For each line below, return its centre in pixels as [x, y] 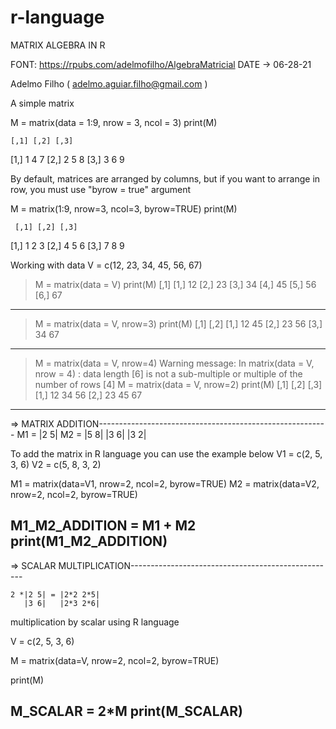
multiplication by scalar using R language [95, 622]
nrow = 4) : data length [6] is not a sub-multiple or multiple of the [168, 373]
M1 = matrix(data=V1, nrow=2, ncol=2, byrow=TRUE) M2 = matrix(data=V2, [165, 483]
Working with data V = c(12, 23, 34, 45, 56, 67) [106, 265]
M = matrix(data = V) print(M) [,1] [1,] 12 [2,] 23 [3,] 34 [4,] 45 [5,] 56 [175, 284]
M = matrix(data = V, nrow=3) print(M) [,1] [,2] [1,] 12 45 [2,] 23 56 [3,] [178, 323]
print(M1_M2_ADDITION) [89, 541]
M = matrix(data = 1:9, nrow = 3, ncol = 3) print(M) [114, 122]
